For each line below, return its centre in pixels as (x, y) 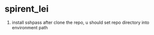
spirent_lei (27, 9)
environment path (30, 27)
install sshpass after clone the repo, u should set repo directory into (80, 22)
